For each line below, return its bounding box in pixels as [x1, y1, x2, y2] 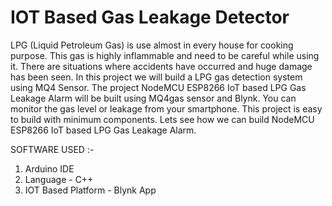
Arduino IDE [24, 162, 75, 175]
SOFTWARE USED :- [10, 143, 95, 155]
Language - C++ [24, 173, 94, 185]
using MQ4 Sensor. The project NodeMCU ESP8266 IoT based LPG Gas [10, 81, 307, 93]
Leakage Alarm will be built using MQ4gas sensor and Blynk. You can [10, 92, 297, 104]
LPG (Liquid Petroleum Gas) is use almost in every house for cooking [10, 39, 294, 51]
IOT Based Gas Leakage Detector [10, 6, 290, 29]
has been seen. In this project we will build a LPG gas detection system [10, 71, 303, 83]
